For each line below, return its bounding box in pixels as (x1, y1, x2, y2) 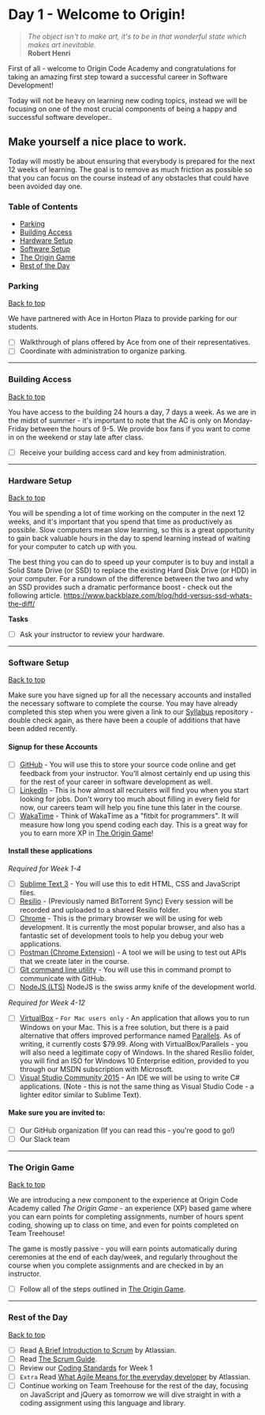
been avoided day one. (8, 181, 83, 191)
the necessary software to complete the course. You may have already (8, 699, 238, 708)
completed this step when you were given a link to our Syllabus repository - (8, 707, 254, 717)
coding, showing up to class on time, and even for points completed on (8, 1220, 239, 1230)
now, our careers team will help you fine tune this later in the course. (19, 802, 243, 812)
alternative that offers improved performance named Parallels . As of (19, 1031, 241, 1040)
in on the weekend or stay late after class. (8, 432, 144, 442)
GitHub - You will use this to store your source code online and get (19, 760, 237, 769)
